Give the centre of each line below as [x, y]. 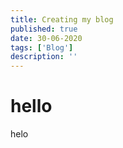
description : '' [44, 57]
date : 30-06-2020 [46, 38]
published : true [44, 29]
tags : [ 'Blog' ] [42, 47]
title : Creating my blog [62, 19]
